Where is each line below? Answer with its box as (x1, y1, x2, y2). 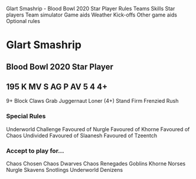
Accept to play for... (6, 147, 64, 155)
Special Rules (6, 112, 46, 121)
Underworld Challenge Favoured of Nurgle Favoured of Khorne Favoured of (6, 125, 190, 132)
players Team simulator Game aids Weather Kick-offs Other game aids (6, 11, 177, 18)
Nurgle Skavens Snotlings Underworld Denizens (6, 166, 123, 173)
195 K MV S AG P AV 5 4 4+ (6, 82, 108, 92)
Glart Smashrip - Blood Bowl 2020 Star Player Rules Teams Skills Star (6, 5, 175, 12)
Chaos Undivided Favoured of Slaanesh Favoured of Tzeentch (6, 132, 158, 139)
